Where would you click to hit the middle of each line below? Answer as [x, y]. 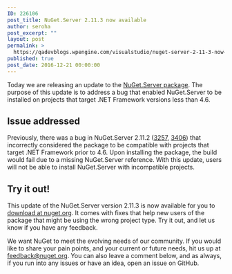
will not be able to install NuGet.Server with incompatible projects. [101, 167]
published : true [30, 59]
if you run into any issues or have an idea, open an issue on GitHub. [103, 263]
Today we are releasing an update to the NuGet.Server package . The [105, 84]
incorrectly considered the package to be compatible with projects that [108, 145]
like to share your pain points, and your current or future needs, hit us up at [114, 248]
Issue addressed [44, 121]
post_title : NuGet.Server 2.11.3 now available [77, 20]
